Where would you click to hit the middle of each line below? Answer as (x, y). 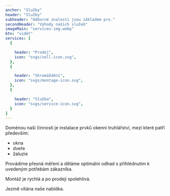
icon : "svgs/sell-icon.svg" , (45, 57)
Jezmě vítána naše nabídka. (35, 189)
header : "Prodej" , (34, 52)
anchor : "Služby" (24, 10)
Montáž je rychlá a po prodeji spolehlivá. (48, 179)
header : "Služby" (24, 15)
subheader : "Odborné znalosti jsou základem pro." (60, 19)
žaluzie (20, 154)
